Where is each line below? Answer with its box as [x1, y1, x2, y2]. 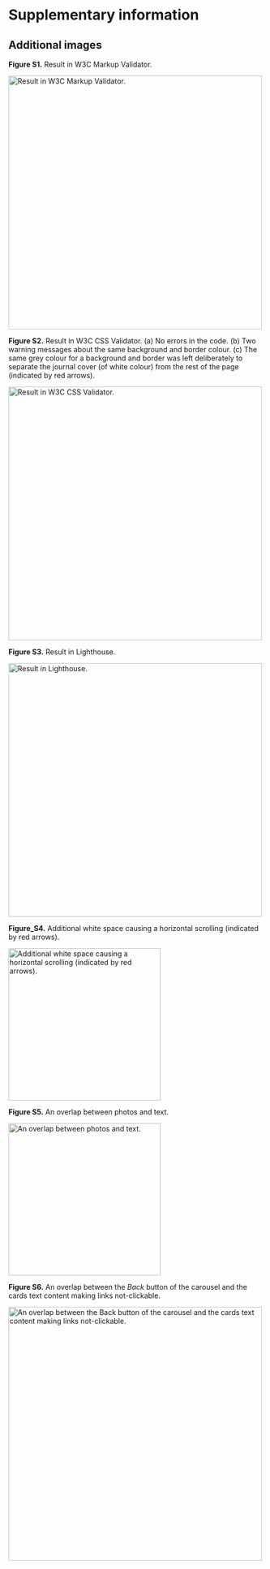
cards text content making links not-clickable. [8, 1291, 161, 1300]
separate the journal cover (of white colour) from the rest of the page [8, 362, 239, 371]
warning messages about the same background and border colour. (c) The [8, 345, 258, 354]
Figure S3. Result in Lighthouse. [8, 647, 116, 657]
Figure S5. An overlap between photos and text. [8, 1107, 169, 1117]
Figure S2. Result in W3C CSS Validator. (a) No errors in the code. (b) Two [8, 336, 257, 346]
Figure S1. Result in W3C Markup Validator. [8, 59, 152, 69]
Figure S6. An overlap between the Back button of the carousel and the [8, 1282, 247, 1291]
